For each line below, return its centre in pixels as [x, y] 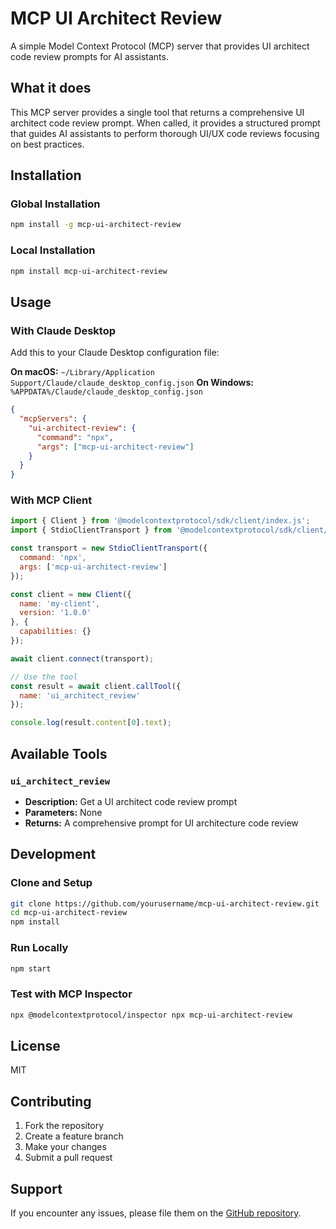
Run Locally [39, 948]
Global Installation [55, 204]
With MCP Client [51, 500]
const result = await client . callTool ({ [96, 686]
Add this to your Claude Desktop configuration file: [115, 353]
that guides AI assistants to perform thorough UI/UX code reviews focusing [165, 133]
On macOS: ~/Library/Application [82, 372]
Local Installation [53, 250]
